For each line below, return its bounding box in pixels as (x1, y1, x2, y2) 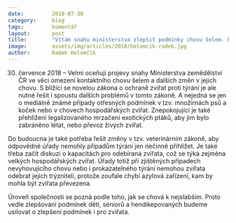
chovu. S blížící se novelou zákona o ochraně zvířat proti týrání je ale (18, 83, 216, 92)
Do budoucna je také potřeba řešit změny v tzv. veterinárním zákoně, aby (8, 134, 219, 142)
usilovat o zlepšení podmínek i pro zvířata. (8, 208, 130, 216)
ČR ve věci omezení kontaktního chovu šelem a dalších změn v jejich (18, 76, 216, 84)
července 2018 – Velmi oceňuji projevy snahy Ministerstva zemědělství (18, 68, 223, 77)
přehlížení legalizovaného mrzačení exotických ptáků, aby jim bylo (18, 113, 209, 121)
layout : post (8, 29, 65, 37)
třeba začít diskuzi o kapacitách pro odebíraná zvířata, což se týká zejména (8, 149, 226, 158)
